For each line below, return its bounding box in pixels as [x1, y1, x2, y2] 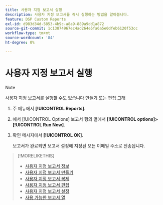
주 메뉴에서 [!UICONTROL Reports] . [12, 105, 86, 111]
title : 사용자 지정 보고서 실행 [5, 7, 62, 13]
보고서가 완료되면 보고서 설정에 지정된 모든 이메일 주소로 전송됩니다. [12, 142, 145, 148]
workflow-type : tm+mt [5, 31, 51, 36]
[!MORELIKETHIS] [17, 152, 55, 158]
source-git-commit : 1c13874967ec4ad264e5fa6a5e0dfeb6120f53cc [5, 26, 138, 31]
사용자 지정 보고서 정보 [25, 163, 70, 169]
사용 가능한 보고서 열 [25, 194, 66, 200]
